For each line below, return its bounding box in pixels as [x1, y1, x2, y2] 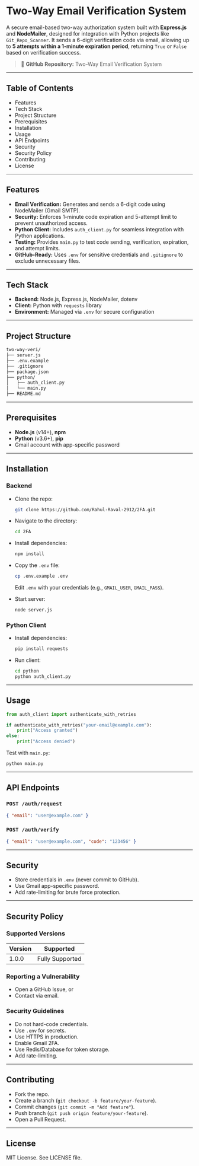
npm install [14, 551, 44, 557]
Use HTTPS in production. [14, 1033, 79, 1040]
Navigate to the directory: [14, 517, 78, 524]
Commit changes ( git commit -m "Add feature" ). [14, 1103, 135, 1110]
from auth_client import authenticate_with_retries [6, 711, 136, 717]
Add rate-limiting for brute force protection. [14, 888, 121, 896]
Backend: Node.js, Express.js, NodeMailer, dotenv [14, 295, 138, 303]
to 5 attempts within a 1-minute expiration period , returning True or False [6, 43, 187, 50]
